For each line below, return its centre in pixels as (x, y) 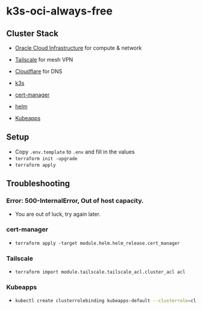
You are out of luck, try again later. (58, 214)
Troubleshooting (38, 183)
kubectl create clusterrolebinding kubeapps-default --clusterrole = (103, 301)
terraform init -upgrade (46, 158)
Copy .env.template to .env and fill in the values (75, 152)
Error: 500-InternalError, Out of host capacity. (75, 201)
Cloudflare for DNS (39, 71)
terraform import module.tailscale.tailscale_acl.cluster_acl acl (100, 272)
